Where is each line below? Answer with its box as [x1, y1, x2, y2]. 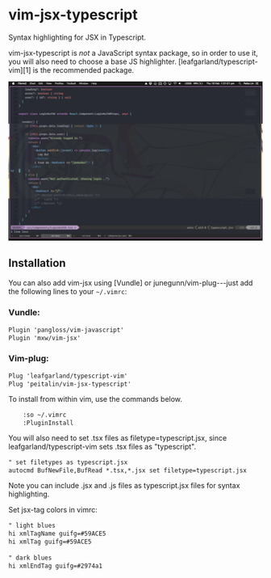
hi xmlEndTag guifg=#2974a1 [8, 562, 103, 571]
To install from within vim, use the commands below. [8, 394, 183, 404]
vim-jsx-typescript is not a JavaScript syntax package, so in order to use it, [8, 48, 258, 57]
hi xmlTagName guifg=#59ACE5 [8, 529, 106, 538]
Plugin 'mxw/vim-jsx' [8, 334, 81, 343]
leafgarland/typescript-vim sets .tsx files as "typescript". [8, 442, 196, 452]
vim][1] [8, 65, 31, 74]
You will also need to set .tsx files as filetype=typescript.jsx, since [8, 433, 227, 443]
